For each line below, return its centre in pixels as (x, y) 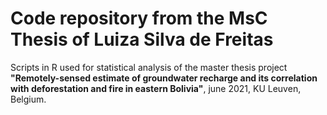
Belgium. (28, 99)
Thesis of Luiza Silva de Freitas (142, 39)
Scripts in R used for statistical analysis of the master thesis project (149, 67)
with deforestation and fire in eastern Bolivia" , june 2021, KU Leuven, (156, 88)
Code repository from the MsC (139, 18)
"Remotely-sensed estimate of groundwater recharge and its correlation (164, 78)
